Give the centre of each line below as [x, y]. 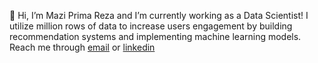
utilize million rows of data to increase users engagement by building [151, 26]
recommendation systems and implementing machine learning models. [155, 36]
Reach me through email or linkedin [82, 47]
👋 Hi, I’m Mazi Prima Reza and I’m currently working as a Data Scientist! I [159, 15]
